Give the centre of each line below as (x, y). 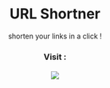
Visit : (55, 57)
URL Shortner (55, 14)
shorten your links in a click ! (55, 36)
